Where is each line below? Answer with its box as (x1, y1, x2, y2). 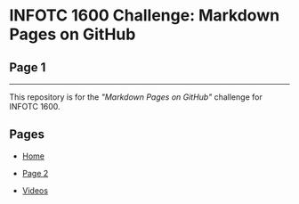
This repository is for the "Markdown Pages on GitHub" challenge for (9, 92, 263, 102)
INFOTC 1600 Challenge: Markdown (9, 5, 280, 26)
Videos (21, 184, 49, 196)
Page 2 (21, 167, 49, 178)
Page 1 (9, 60, 46, 75)
